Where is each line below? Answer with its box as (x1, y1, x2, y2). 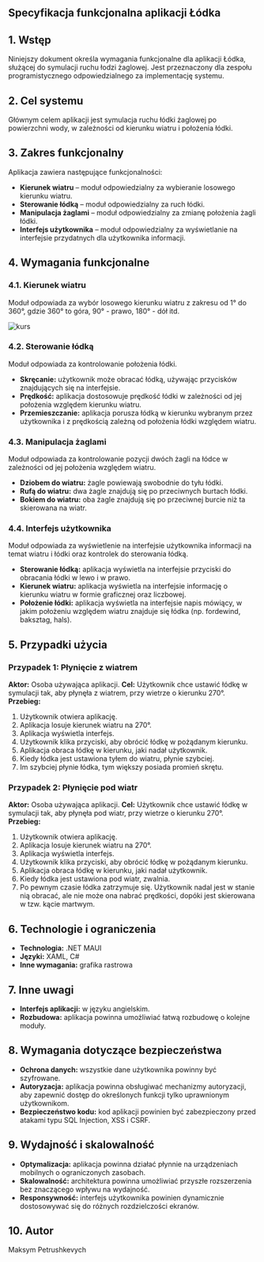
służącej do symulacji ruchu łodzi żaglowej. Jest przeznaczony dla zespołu (8, 63, 253, 72)
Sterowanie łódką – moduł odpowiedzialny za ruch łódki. (19, 199, 206, 209)
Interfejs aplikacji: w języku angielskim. (19, 1004, 150, 1014)
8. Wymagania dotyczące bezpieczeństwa (8, 1044, 223, 1057)
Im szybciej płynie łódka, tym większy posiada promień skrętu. (19, 763, 224, 772)
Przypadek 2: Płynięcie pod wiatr (8, 783, 138, 794)
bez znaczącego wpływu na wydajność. (19, 1184, 150, 1194)
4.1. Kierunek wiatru (8, 280, 87, 291)
